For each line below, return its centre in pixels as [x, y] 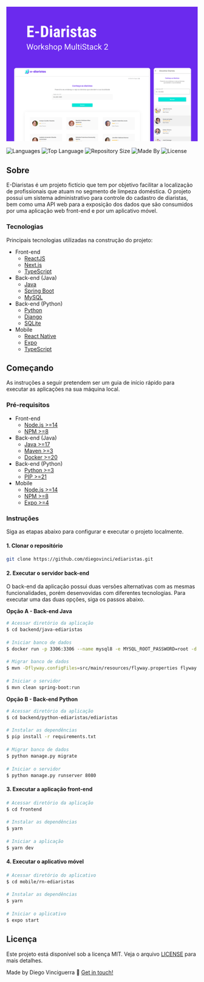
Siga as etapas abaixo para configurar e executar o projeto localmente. [95, 532]
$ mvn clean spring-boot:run [43, 687]
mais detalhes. [25, 960]
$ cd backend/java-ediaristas [45, 630]
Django [33, 316]
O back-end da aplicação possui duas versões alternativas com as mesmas [101, 586]
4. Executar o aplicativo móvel [45, 862]
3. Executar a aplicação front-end [49, 789]
